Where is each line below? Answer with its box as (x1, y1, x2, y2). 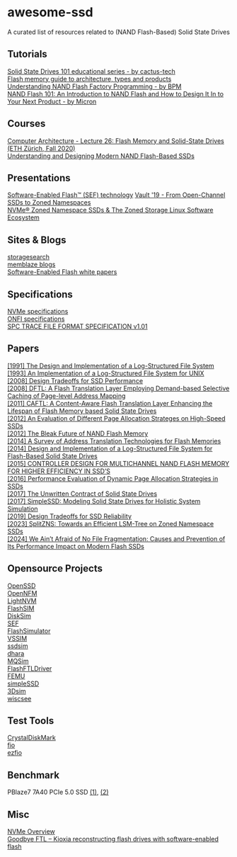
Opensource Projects (7, 562, 103, 574)
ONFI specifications (7, 314, 65, 323)
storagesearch (7, 253, 50, 261)
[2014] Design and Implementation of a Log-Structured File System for (7, 444, 213, 453)
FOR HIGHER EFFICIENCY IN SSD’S (7, 467, 111, 475)
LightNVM (7, 596, 37, 605)
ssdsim (7, 642, 28, 650)
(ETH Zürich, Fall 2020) (7, 144, 76, 152)
